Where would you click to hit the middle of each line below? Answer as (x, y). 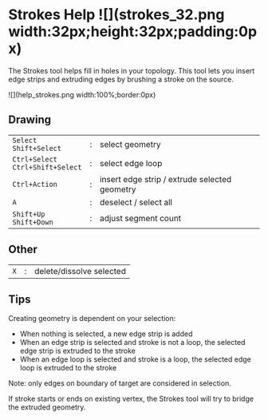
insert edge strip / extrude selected (166, 179)
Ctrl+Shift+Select (47, 167)
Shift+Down (33, 222)
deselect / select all (136, 202)
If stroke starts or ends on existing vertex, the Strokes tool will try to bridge (131, 399)
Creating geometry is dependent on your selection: (92, 319)
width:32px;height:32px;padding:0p (133, 32)
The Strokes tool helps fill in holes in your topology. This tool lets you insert (132, 70)
